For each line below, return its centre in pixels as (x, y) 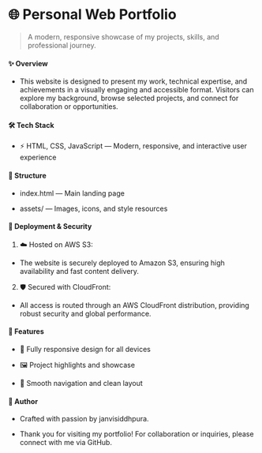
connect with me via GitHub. (66, 443)
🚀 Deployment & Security (50, 226)
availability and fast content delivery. (79, 271)
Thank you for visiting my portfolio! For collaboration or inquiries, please (137, 434)
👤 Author (23, 401)
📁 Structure (27, 175)
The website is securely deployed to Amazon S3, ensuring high (122, 263)
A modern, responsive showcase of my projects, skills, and (123, 36)
